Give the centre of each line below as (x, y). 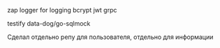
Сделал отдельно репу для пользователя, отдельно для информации (110, 37)
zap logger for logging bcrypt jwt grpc (62, 10)
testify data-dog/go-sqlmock (49, 23)
